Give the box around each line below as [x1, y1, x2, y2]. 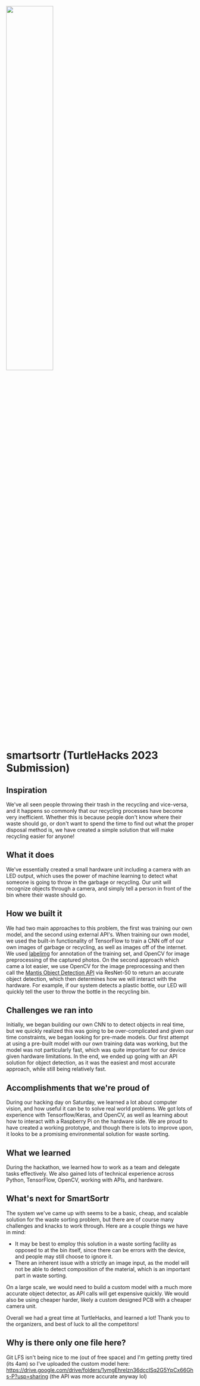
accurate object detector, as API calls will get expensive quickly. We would [6, 1290, 189, 1297]
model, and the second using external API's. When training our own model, [6, 931, 190, 938]
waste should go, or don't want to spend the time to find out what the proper [6, 820, 194, 827]
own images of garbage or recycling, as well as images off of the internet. [6, 943, 187, 950]
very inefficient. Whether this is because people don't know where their [6, 813, 182, 821]
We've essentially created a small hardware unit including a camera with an [6, 865, 190, 873]
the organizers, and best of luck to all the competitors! [6, 1320, 139, 1327]
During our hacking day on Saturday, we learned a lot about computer [6, 1099, 177, 1106]
